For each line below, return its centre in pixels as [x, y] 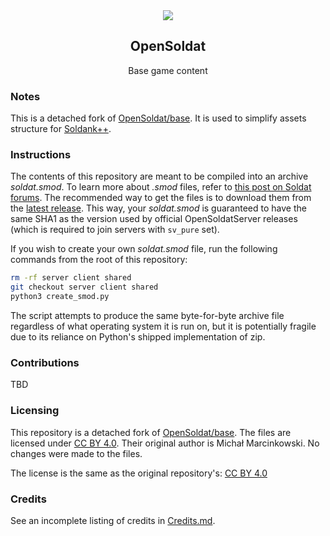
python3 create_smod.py [60, 297]
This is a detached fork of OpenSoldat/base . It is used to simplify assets [158, 118]
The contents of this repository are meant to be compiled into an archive [159, 176]
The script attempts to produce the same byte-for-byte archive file [147, 316]
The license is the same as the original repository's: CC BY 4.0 [139, 473]
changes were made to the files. [76, 453]
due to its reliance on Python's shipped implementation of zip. [138, 337]
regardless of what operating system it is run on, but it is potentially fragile [163, 326]
